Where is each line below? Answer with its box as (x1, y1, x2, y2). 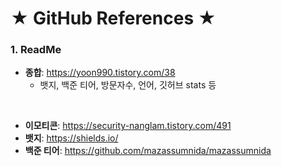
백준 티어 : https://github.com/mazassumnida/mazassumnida (24, 145, 272, 157)
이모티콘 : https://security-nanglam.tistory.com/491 (24, 120, 232, 132)
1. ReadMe (10, 43, 62, 57)
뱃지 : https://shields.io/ (24, 132, 119, 144)
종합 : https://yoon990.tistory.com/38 (24, 67, 176, 79)
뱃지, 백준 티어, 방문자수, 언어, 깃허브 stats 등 (39, 79, 217, 91)
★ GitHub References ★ (10, 7, 217, 30)
